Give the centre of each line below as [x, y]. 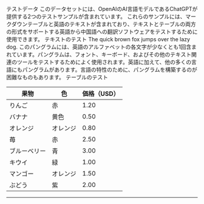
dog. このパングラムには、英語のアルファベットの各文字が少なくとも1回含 [99, 47]
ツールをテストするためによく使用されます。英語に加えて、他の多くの [104, 62]
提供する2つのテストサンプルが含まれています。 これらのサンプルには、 [96, 16]
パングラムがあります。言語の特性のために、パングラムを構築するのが [110, 70]
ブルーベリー [28, 151]
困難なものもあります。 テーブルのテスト [57, 77]
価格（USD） [101, 94]
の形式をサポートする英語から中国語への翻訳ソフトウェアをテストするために [102, 32]
